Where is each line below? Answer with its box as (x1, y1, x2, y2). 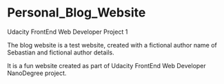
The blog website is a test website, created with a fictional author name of (7, 41, 217, 49)
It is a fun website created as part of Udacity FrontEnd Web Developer (7, 61, 207, 70)
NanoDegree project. (7, 69, 67, 77)
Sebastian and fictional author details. (7, 48, 115, 56)
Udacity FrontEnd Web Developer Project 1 (7, 28, 128, 36)
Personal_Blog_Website (7, 5, 146, 21)
